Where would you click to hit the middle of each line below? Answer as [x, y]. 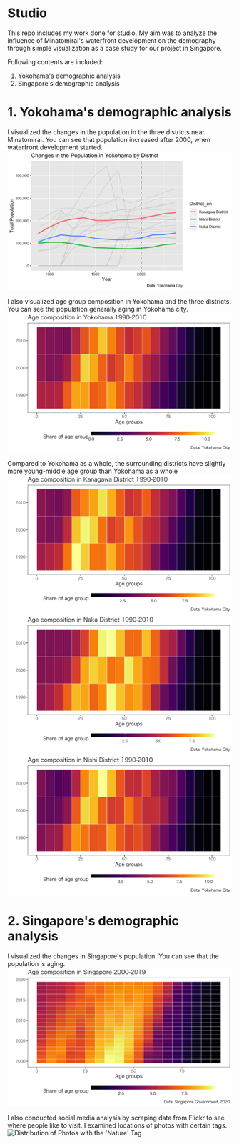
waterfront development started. [55, 147]
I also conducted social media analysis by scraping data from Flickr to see [116, 1118]
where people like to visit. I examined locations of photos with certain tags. [117, 1125]
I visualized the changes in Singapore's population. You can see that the [113, 956]
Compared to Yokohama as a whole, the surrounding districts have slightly [117, 463]
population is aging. [36, 963]
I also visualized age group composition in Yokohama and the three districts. [119, 302]
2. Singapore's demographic [93, 921]
